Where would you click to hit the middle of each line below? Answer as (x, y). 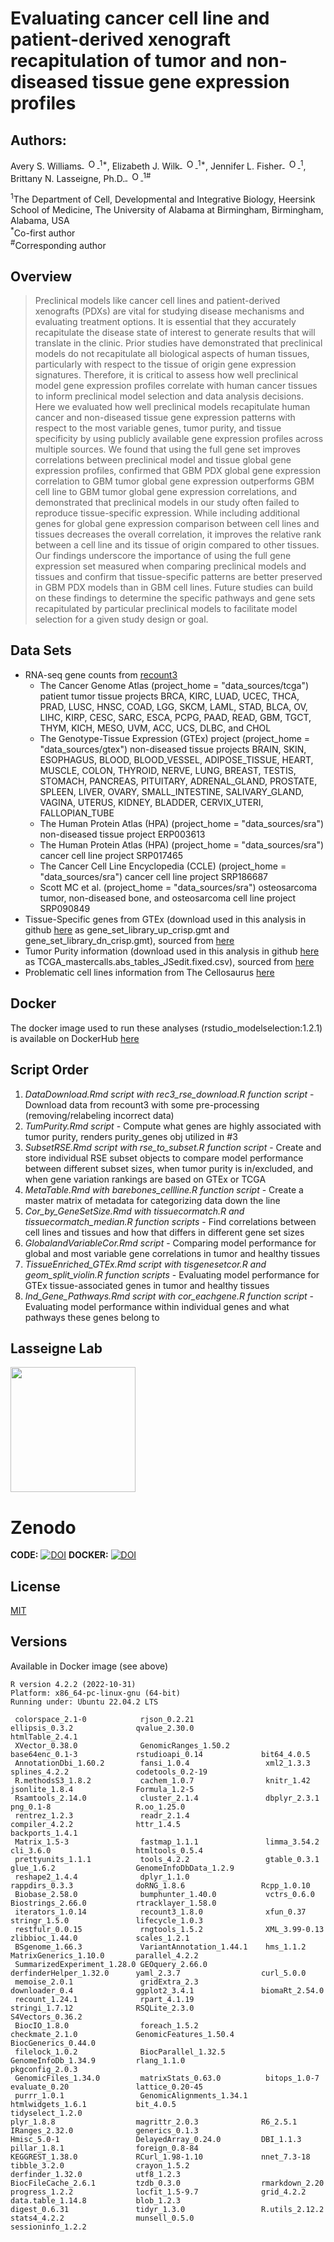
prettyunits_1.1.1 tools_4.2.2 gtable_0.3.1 (167, 1859)
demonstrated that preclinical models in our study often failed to (167, 503)
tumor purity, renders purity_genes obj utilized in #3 (131, 1136)
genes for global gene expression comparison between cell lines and (177, 524)
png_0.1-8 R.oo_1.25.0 (98, 1807)
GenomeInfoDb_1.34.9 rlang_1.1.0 (98, 2060)
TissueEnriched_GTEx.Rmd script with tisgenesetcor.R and (145, 1264)
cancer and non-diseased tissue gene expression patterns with (165, 418)
